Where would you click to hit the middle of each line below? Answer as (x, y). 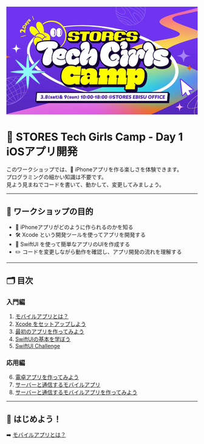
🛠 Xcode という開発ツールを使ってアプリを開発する (80, 235)
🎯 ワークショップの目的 (50, 211)
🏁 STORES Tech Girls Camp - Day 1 (95, 137)
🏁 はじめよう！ (34, 419)
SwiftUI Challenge (38, 346)
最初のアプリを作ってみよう (50, 331)
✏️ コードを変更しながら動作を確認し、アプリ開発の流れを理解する (98, 252)
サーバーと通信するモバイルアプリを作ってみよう (76, 392)
